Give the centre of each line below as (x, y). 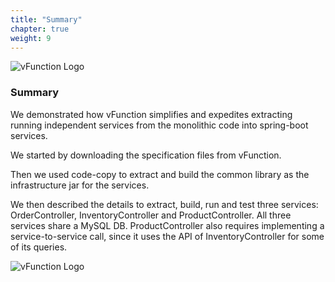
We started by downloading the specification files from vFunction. (146, 155)
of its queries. (39, 247)
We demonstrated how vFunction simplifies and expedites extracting (151, 114)
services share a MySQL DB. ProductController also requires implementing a (167, 225)
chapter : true (40, 29)
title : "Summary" (46, 19)
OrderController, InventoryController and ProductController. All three (151, 215)
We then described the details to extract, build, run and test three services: (164, 204)
